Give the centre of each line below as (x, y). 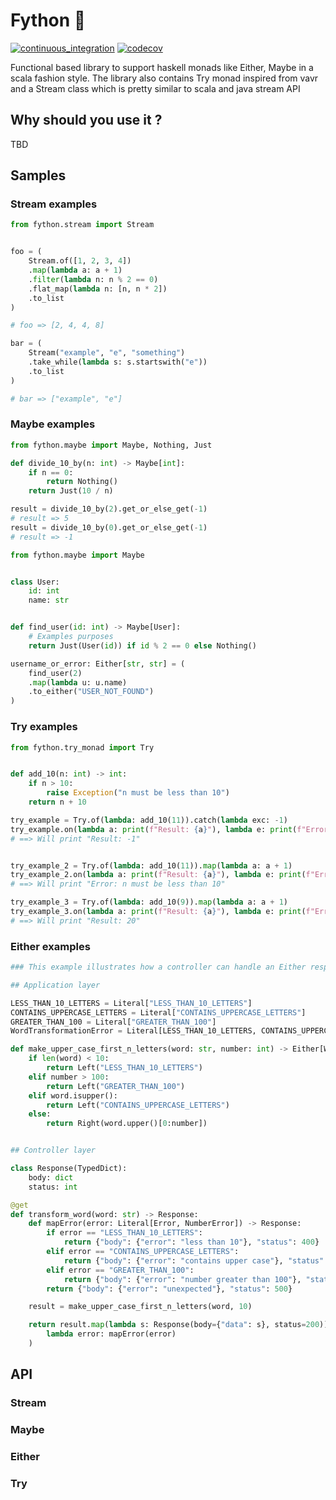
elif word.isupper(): (73, 1095)
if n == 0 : (51, 472)
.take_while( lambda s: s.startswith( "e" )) (118, 362)
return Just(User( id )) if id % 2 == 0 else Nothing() (142, 645)
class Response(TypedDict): (69, 1169)
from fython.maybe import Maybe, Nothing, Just (111, 445)
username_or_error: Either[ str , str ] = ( (98, 664)
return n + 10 (57, 802)
